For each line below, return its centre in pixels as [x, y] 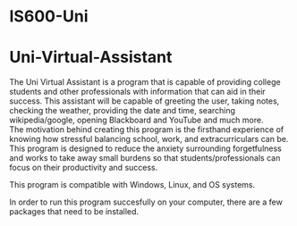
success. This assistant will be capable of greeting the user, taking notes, [144, 101]
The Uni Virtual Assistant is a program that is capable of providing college [145, 82]
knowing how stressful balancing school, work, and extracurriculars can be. [149, 139]
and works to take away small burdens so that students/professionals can [145, 158]
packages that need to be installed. [74, 212]
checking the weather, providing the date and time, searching [122, 111]
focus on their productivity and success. [84, 168]
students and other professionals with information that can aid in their [137, 92]
